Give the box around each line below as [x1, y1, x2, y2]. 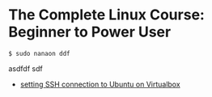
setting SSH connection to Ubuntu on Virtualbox [19, 79, 180, 89]
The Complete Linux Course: [8, 6, 205, 24]
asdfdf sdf [8, 63, 43, 74]
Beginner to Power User [8, 23, 172, 41]
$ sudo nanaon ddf [8, 49, 70, 57]
